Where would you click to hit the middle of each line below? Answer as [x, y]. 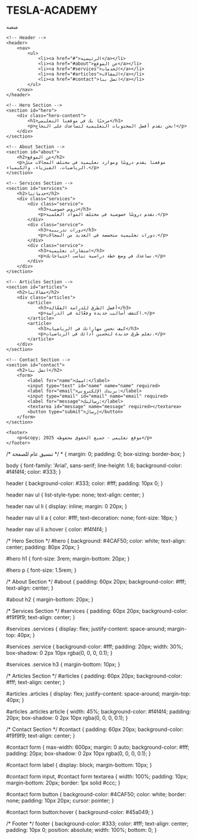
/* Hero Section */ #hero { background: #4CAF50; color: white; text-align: [96, 540]
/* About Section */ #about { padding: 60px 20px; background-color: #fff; [96, 581]
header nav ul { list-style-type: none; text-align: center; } [75, 495]
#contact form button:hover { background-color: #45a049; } [80, 812]
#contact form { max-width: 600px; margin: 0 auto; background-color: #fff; [98, 747]
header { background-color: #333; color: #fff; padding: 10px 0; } [85, 483]
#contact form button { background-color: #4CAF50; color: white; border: [96, 794]
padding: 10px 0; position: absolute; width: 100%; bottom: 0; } [82, 829]
